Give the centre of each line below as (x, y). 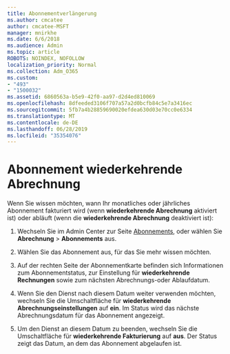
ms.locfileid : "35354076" (44, 135)
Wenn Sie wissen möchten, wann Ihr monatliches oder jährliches (99, 204)
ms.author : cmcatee (35, 20)
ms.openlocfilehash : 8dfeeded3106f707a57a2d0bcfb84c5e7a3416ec (100, 104)
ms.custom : (23, 78)
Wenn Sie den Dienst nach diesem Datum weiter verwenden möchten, (116, 293)
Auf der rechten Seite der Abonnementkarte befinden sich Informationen (120, 266)
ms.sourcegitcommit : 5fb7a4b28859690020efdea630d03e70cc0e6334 (100, 110)
